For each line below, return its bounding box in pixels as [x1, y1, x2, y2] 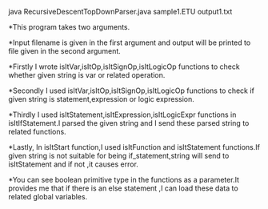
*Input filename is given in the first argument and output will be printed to [8, 38, 251, 47]
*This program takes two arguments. [8, 22, 130, 31]
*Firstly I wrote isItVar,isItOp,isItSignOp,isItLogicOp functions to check [8, 62, 240, 71]
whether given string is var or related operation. [8, 70, 166, 79]
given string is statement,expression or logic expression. [8, 94, 194, 103]
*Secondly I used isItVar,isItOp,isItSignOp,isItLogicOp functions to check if [8, 86, 254, 95]
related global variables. [8, 192, 88, 201]
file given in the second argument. [8, 46, 122, 55]
